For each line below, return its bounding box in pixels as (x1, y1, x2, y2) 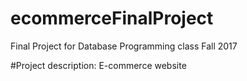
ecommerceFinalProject (10, 7, 214, 30)
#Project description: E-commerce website (10, 59, 187, 71)
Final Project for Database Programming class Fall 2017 (10, 40, 238, 52)
